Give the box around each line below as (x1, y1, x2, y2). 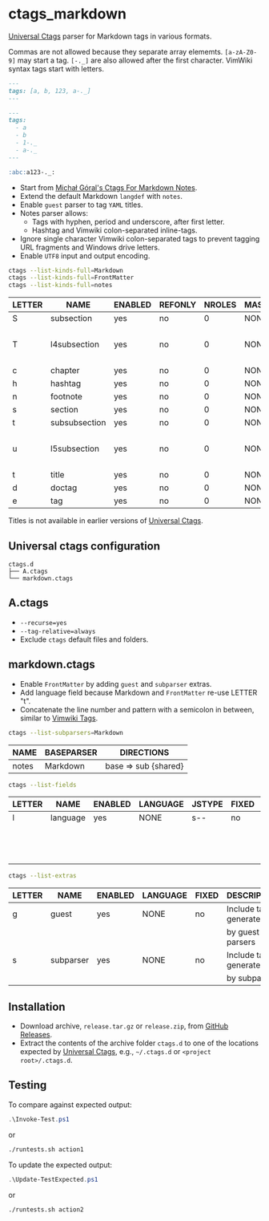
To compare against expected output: (8, 1100, 132, 1109)
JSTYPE (191, 799, 223, 810)
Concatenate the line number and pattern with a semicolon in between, (19, 704, 255, 714)
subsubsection (50, 417, 106, 428)
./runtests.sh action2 (8, 1205, 84, 1214)
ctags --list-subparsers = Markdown (8, 728, 124, 736)
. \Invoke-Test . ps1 (8, 1115, 70, 1123)
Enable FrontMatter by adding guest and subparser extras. (19, 679, 212, 688)
